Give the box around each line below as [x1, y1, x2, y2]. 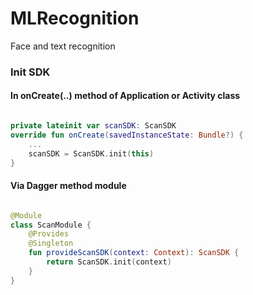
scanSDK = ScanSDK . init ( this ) [28, 148, 155, 159]
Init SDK [10, 65, 51, 79]
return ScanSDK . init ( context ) [46, 257, 172, 267]
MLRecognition [10, 7, 140, 30]
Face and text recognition [10, 40, 116, 52]
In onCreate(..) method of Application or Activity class [10, 90, 241, 102]
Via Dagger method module [10, 180, 127, 192]
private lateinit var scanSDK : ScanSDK [10, 121, 177, 131]
